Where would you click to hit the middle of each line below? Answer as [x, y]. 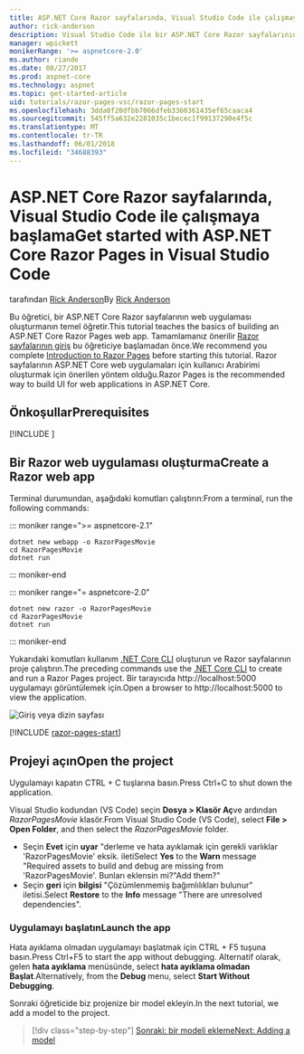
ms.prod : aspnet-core [50, 77]
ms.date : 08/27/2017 [48, 69]
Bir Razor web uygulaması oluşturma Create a [139, 462]
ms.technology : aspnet [52, 85]
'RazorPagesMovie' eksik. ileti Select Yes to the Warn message [139, 856]
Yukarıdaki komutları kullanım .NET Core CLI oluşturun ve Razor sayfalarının [150, 659]
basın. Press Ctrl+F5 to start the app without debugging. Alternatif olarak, [145, 957]
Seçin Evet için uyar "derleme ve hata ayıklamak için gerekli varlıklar [150, 846]
